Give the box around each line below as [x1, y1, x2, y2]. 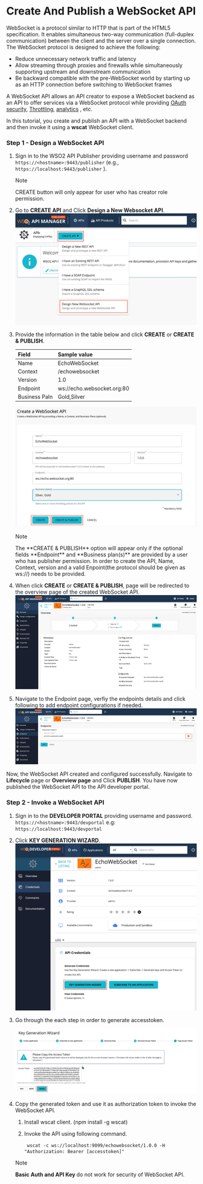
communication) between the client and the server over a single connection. [6, 37, 196, 44]
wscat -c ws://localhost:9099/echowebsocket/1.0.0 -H [27, 1143, 165, 1149]
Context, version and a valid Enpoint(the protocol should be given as [14, 564, 185, 571]
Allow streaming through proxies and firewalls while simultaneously [14, 62, 183, 69]
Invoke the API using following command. [24, 1130, 127, 1137]
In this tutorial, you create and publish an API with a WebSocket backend [6, 117, 187, 124]
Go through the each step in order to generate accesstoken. [14, 1016, 164, 1023]
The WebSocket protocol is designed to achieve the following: [6, 43, 161, 51]
